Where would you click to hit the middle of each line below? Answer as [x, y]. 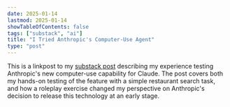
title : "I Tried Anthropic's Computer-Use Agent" [81, 40]
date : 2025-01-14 [33, 14]
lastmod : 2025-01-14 [37, 20]
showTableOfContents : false [48, 27]
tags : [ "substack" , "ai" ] [45, 33]
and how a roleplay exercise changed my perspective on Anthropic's [106, 88]
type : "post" [26, 46]
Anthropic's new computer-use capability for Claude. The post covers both [115, 73]
